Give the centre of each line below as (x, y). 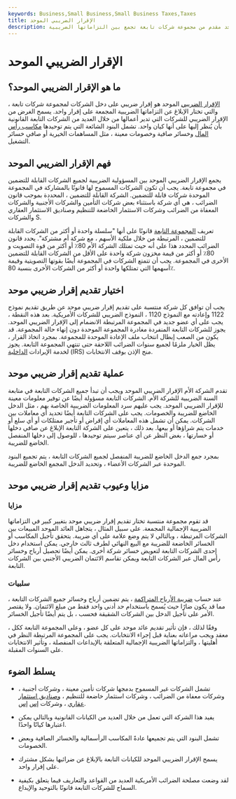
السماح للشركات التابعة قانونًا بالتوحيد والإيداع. (77, 787)
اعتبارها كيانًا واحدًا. (42, 724)
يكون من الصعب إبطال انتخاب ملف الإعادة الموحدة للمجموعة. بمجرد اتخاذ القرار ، (113, 336)
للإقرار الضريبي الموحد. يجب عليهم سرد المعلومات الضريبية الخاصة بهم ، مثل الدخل (116, 405)
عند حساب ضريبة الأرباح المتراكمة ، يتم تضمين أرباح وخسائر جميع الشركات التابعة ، (115, 599)
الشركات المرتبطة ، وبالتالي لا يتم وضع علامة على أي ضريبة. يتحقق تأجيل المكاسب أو (118, 536)
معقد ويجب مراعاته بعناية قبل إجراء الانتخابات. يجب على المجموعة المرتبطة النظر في (118, 634)
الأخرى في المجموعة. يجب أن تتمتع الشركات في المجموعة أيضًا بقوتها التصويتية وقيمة (118, 260)
